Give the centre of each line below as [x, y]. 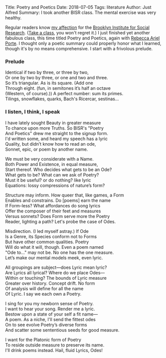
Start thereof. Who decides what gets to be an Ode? [59, 170]
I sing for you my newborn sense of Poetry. [49, 303]
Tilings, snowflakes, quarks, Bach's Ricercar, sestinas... [62, 99]
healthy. [13, 18]
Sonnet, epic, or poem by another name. [47, 149]
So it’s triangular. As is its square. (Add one [49, 83]
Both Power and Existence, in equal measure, [52, 164]
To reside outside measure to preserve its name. [55, 345]
